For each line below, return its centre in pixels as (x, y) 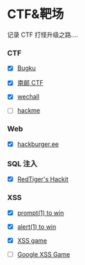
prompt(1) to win (40, 212)
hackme (29, 111)
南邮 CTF (30, 83)
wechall (28, 97)
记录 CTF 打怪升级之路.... (42, 35)
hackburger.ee (38, 144)
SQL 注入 (22, 163)
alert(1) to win (37, 226)
